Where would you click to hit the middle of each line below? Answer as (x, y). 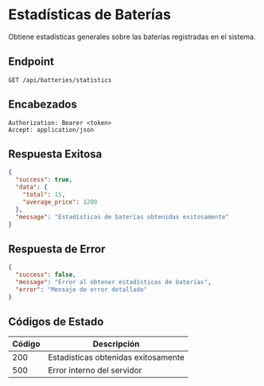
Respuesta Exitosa (55, 154)
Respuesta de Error (57, 249)
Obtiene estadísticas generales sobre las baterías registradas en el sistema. (132, 37)
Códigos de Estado (56, 321)
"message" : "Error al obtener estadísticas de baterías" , (114, 282)
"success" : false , (46, 275)
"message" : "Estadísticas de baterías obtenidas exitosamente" (122, 216)
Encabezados (43, 105)
